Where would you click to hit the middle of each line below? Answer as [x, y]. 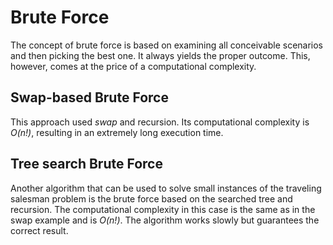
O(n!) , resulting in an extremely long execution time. [117, 132]
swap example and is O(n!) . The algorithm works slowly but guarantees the [165, 220]
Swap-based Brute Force [89, 97]
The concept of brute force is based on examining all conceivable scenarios [167, 45]
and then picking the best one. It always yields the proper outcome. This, [160, 55]
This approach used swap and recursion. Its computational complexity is [160, 122]
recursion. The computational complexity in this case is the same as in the [163, 209]
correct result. [39, 230]
